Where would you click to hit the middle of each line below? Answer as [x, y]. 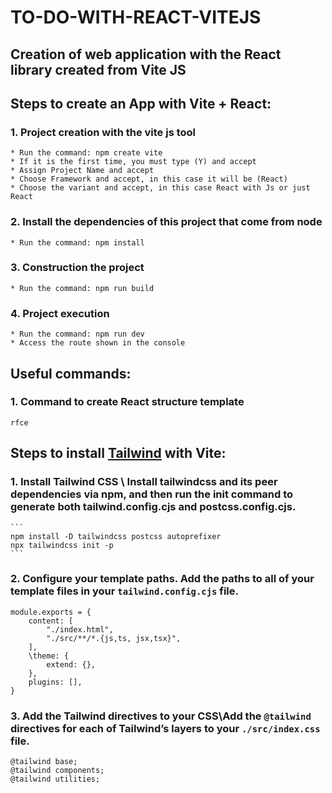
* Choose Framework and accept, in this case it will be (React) [149, 179]
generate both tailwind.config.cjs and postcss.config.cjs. [153, 507]
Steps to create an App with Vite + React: [141, 103]
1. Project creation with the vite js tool [103, 132]
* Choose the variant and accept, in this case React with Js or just [160, 188]
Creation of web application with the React [146, 54]
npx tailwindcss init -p [62, 545]
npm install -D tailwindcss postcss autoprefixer [116, 536]
